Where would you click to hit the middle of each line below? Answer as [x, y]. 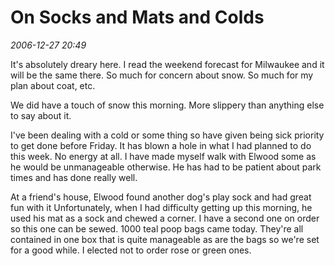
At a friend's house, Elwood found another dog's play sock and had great [161, 197]
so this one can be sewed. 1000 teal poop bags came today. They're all [157, 228]
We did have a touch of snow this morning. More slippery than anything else [167, 105]
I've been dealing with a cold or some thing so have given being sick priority [167, 135]
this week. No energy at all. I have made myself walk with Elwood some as [163, 156]
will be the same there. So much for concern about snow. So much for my [162, 75]
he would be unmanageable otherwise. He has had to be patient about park [166, 167]
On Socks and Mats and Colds [137, 17]
